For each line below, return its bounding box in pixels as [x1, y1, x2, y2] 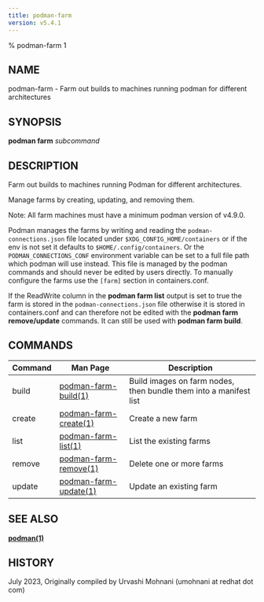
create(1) [59, 418, 94, 429]
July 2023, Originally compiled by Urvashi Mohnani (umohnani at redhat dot [8, 577, 254, 586]
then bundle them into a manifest [129, 385, 251, 396]
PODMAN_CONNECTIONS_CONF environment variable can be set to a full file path [8, 250, 250, 260]
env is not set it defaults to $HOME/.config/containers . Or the [8, 242, 204, 252]
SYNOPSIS [8, 115, 62, 128]
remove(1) [59, 463, 99, 474]
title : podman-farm [8, 11, 72, 20]
